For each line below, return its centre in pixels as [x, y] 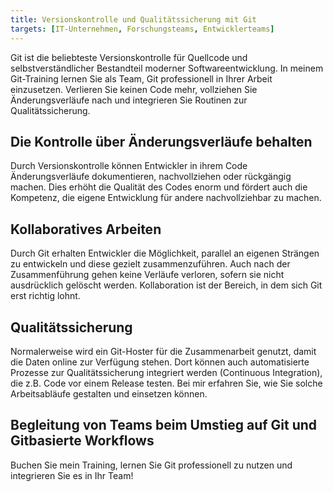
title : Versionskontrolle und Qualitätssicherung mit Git [133, 19]
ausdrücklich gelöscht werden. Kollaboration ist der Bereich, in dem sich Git [166, 285]
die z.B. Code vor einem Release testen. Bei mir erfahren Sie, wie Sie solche [166, 383]
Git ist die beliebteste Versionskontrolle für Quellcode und [129, 57]
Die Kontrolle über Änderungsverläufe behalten [161, 141]
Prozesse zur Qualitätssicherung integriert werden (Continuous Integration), [166, 372]
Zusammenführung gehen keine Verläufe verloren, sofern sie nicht [147, 275]
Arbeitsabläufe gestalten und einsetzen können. [109, 393]
